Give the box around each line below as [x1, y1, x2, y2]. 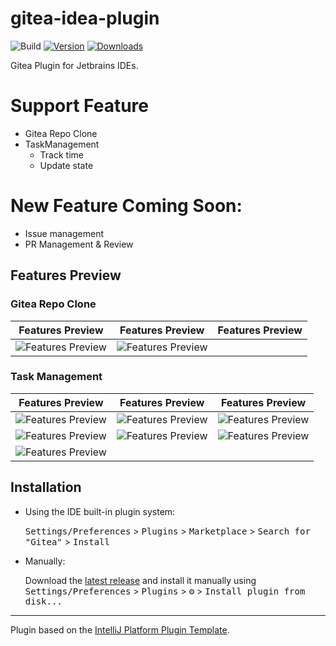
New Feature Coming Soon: [10, 195, 243, 217]
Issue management [24, 227, 104, 239]
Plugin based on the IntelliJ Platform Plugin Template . [10, 623, 230, 636]
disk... [24, 595, 63, 607]
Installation [10, 479, 82, 496]
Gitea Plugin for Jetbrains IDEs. [10, 59, 139, 71]
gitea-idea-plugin [10, 7, 160, 30]
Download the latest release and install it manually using [24, 574, 257, 586]
